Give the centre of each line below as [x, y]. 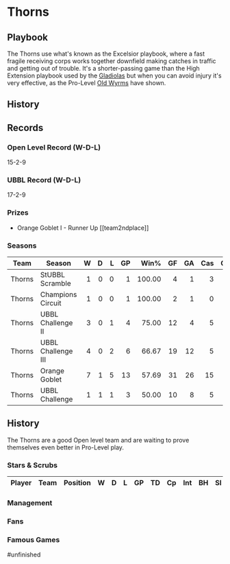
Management [30, 503]
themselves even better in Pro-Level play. [66, 447]
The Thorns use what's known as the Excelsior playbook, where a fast [106, 54]
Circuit [51, 303]
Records [25, 128]
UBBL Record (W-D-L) [44, 180]
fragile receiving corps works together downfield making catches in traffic [112, 61]
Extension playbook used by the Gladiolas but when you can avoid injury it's [114, 75]
